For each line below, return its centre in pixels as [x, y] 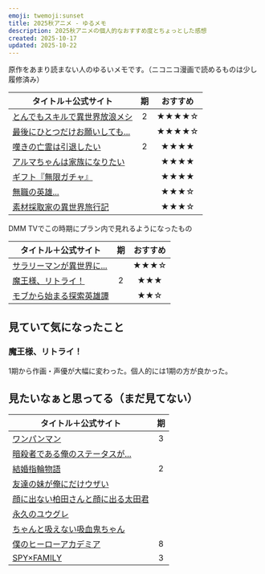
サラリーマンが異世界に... [60, 266]
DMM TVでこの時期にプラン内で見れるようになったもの [100, 229]
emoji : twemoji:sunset [46, 16]
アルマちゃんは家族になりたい [69, 162]
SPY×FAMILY [37, 557]
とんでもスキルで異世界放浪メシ [73, 117]
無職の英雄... [36, 192]
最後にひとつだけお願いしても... [71, 132]
